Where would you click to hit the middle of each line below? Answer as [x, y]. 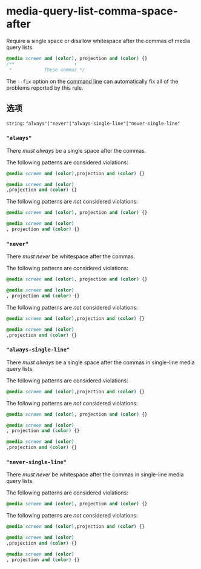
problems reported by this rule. [45, 88]
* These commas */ [47, 70]
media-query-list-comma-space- [92, 11]
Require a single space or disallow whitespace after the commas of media [98, 41]
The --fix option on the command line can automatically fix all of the [92, 81]
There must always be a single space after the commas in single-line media [100, 362]
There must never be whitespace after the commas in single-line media [95, 474]
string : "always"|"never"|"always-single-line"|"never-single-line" [93, 123]
